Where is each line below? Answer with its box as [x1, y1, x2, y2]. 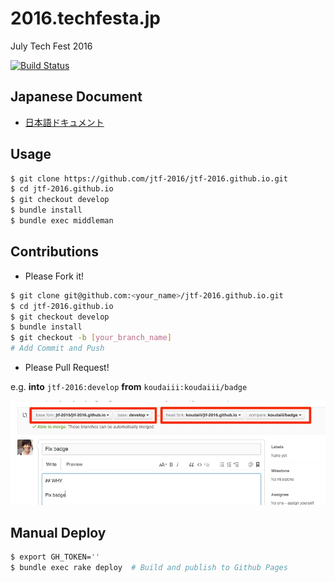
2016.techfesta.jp [10, 7, 161, 30]
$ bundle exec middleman [10, 216, 114, 226]
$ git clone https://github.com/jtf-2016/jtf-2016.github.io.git [10, 173, 288, 184]
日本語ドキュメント [24, 116, 105, 128]
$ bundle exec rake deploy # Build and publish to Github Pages [10, 563, 288, 573]
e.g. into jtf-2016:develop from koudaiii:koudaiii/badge [10, 381, 248, 392]
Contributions [10, 243, 99, 261]
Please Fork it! [24, 270, 84, 282]
